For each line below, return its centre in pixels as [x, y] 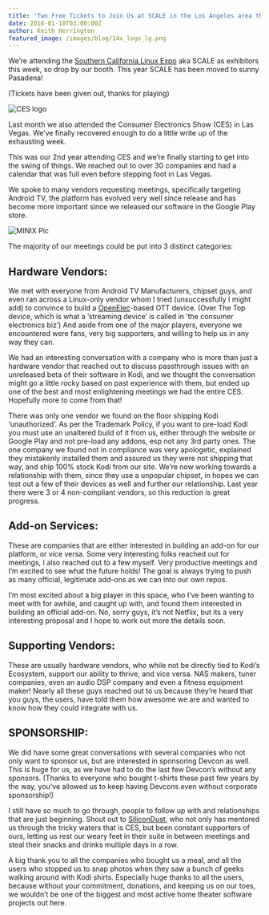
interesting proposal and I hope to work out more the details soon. [117, 620]
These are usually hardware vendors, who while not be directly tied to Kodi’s [134, 665]
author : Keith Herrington [51, 30]
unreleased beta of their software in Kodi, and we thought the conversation [132, 375]
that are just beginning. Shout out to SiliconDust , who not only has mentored [134, 819]
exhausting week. [37, 142]
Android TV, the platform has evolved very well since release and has [122, 198]
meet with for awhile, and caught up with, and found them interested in [125, 603]
